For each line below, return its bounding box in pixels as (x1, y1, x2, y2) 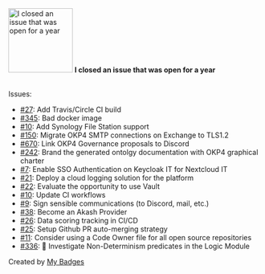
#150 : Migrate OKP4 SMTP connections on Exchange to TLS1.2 (19, 130, 229, 140)
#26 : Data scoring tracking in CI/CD (19, 216, 139, 225)
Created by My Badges (8, 257, 84, 266)
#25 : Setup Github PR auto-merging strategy (19, 224, 169, 234)
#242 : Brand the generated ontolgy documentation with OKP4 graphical (19, 148, 259, 157)
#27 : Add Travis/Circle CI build (19, 104, 122, 114)
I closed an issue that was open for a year (74, 65, 216, 75)
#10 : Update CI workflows (19, 190, 106, 199)
